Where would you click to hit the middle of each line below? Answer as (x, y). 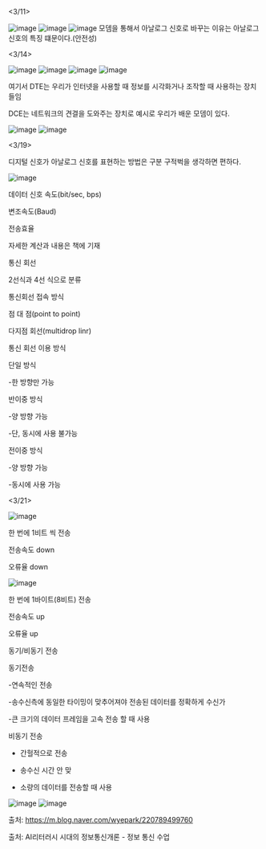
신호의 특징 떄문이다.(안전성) (53, 38)
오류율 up (23, 633)
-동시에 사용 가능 (35, 484)
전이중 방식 (26, 450)
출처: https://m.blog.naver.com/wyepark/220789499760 (101, 820)
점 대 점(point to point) (44, 314)
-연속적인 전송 (30, 685)
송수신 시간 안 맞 (46, 770)
